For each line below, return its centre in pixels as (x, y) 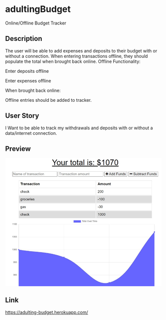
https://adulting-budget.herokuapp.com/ (47, 312)
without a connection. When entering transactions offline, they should (77, 56)
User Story (22, 116)
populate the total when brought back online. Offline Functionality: (73, 61)
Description (24, 39)
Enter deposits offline (27, 71)
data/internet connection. (31, 133)
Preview (18, 149)
